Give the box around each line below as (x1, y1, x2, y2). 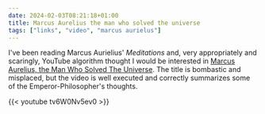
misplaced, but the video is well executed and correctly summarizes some (8, 73, 251, 83)
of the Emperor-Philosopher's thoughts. (8, 82, 138, 91)
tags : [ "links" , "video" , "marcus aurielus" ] (8, 26, 161, 34)
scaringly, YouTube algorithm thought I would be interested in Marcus (8, 56, 236, 66)
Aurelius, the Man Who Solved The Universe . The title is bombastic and (8, 65, 241, 74)
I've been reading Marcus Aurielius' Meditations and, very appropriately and (8, 48, 258, 58)
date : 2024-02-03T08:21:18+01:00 (8, 11, 119, 20)
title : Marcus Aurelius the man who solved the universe (8, 19, 201, 27)
